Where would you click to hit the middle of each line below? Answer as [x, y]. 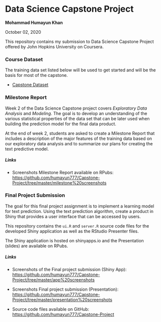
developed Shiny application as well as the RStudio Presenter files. [72, 231]
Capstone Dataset [30, 85]
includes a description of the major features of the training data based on [79, 138]
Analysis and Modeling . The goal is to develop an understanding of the [76, 113]
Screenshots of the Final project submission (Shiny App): [69, 269]
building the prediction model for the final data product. [61, 124]
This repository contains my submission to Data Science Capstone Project [80, 41]
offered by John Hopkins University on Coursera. [54, 46]
